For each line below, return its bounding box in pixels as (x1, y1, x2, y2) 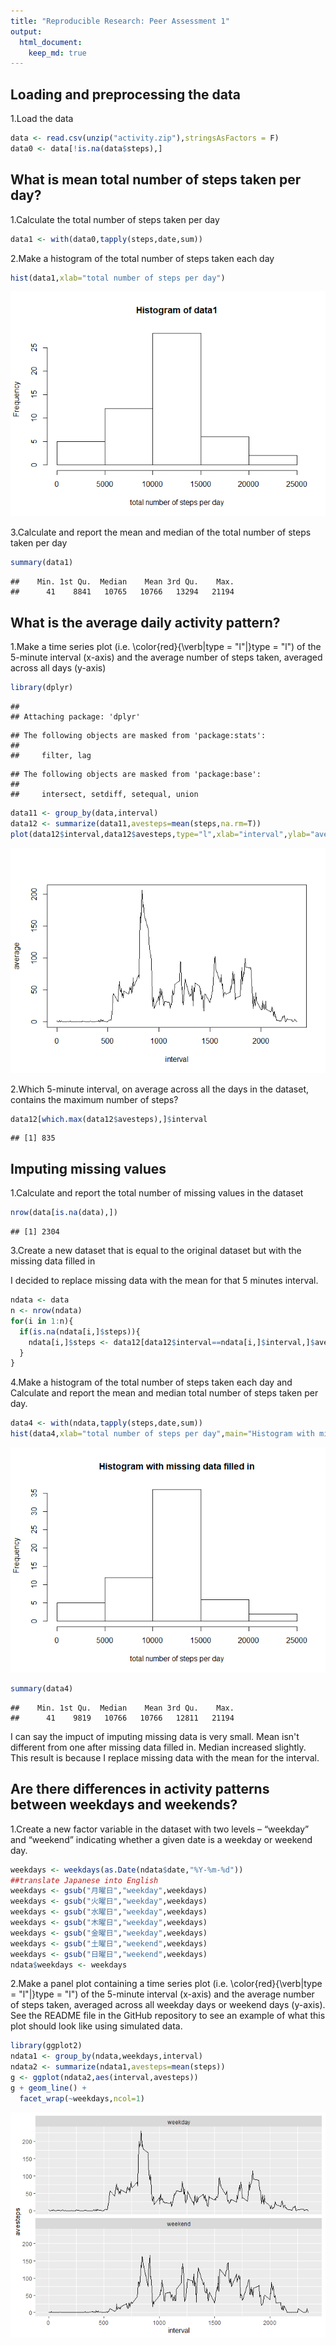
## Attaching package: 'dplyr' (10, 711, 141, 722)
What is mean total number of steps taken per (10, 171, 302, 189)
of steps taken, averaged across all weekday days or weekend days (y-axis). (10, 1999, 326, 2011)
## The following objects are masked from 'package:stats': (10, 730, 267, 740)
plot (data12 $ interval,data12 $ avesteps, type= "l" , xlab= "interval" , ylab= (10, 829, 311, 839)
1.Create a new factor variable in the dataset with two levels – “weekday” (10, 1823, 310, 1835)
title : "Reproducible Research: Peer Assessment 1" (10, 16, 230, 26)
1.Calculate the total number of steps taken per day (10, 213, 220, 225)
